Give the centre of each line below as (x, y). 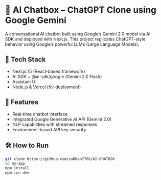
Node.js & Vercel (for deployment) (46, 87)
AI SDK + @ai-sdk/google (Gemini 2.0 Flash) (57, 76)
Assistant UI (24, 81)
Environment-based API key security (49, 129)
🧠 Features (22, 102)
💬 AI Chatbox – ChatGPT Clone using (81, 10)
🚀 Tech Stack (25, 60)
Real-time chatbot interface (40, 114)
